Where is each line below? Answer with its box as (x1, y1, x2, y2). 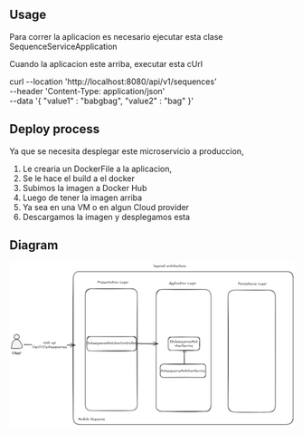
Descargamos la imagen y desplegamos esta (22, 211, 191, 222)
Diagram (9, 237, 59, 253)
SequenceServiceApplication (9, 41, 118, 52)
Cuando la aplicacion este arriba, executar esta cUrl (9, 58, 204, 69)
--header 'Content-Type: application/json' (9, 85, 166, 96)
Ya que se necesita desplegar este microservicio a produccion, (9, 145, 244, 157)
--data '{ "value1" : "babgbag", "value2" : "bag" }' (9, 95, 194, 106)
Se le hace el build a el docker (22, 172, 136, 184)
